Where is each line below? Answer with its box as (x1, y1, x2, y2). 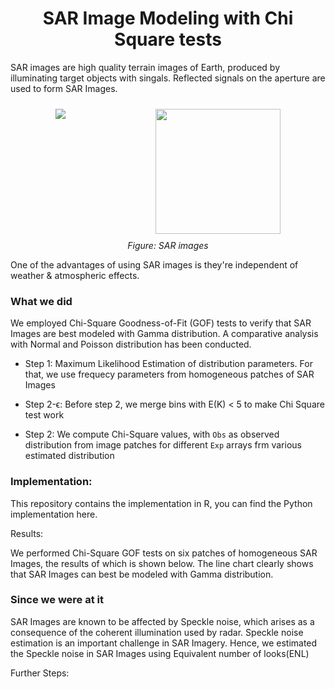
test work (24, 409, 65, 421)
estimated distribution (24, 450, 115, 462)
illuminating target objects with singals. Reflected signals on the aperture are (10, 72, 326, 84)
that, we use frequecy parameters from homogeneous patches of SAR (24, 368, 315, 381)
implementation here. (10, 508, 98, 520)
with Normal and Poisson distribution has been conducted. (10, 338, 252, 351)
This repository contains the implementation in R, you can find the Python (10, 497, 313, 509)
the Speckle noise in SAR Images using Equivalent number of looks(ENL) (10, 647, 310, 659)
